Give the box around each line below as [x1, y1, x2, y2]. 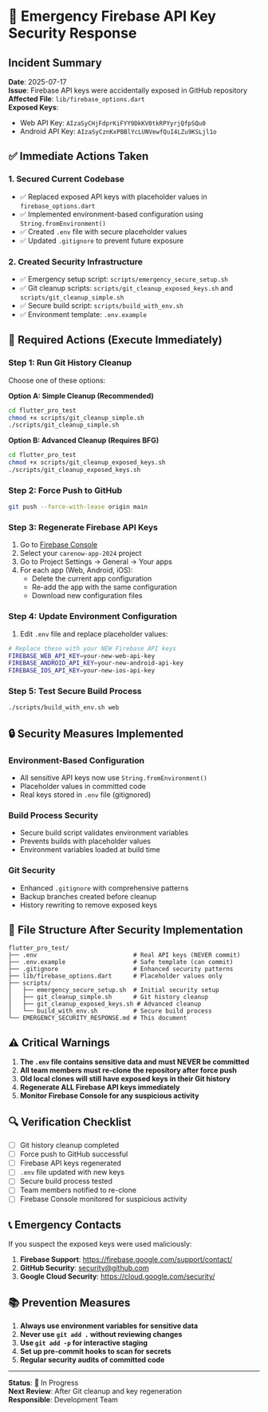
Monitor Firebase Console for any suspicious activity [19, 1091, 199, 1101]
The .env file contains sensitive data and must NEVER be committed [19, 1057, 250, 1067]
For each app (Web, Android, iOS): [19, 565, 133, 575]
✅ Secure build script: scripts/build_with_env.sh [19, 300, 183, 310]
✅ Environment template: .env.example [19, 309, 148, 319]
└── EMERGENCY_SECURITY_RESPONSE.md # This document [8, 1014, 187, 1022]
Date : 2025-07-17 [8, 77, 67, 86]
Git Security [8, 865, 56, 876]
